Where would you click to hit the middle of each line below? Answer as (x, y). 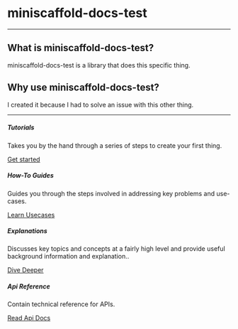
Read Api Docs (29, 318)
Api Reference (29, 286)
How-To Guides (31, 176)
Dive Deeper (25, 270)
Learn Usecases (31, 215)
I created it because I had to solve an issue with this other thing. (101, 104)
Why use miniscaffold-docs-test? (83, 88)
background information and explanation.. (68, 257)
